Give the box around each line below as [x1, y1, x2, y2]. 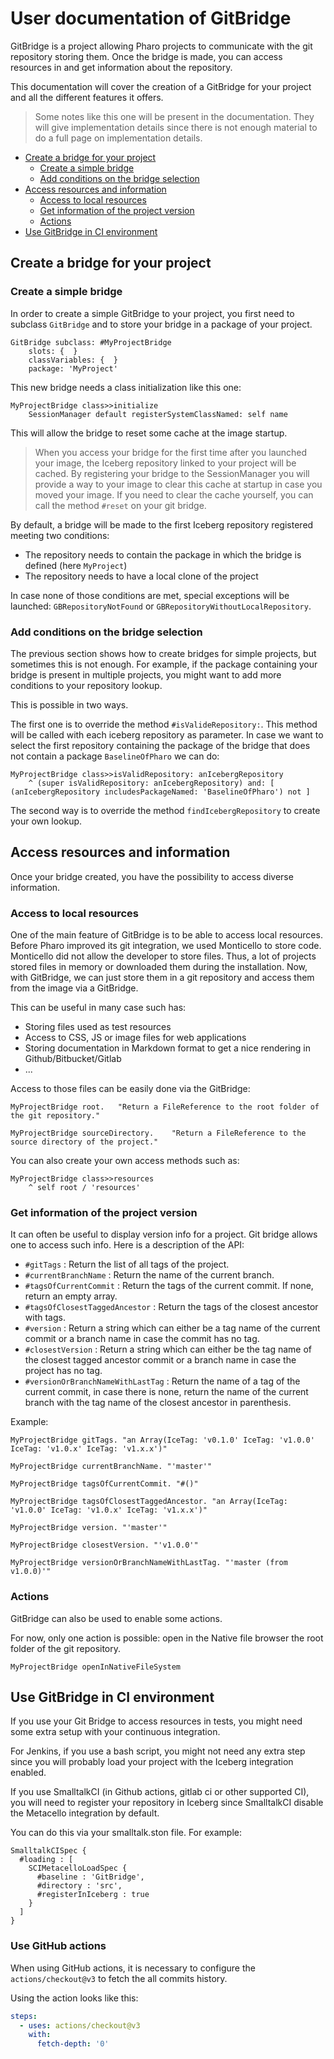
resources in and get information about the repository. [10, 61, 233, 73]
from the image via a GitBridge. [10, 982, 139, 994]
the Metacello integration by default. [10, 1807, 160, 1819]
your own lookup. [10, 815, 83, 827]
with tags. [24, 1312, 66, 1324]
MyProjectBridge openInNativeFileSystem [10, 1662, 182, 1672]
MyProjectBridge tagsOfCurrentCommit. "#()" [10, 1479, 199, 1489]
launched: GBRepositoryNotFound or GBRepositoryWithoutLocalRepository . [10, 600, 312, 612]
